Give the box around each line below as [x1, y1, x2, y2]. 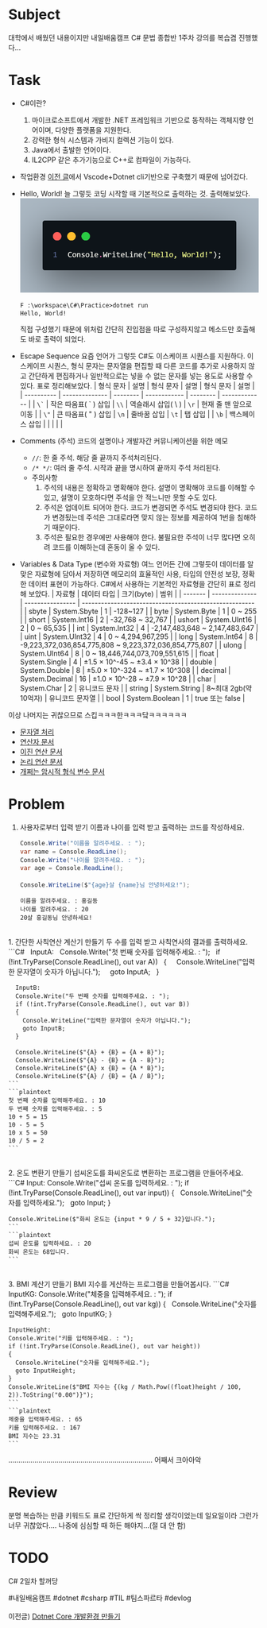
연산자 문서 [19, 737, 55, 746]
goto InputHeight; [15, 1367, 77, 1375]
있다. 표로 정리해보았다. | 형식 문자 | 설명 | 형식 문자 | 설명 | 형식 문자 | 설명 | [19, 381, 255, 390]
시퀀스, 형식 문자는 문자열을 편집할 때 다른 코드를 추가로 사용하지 [47, 361, 247, 370]
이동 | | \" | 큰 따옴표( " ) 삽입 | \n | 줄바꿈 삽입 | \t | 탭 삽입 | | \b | [19, 409, 228, 419]
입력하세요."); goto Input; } [22, 1198, 111, 1208]
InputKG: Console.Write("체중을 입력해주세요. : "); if [8, 1290, 172, 1299]
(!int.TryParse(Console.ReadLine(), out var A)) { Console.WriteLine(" [8, 957, 242, 967]
